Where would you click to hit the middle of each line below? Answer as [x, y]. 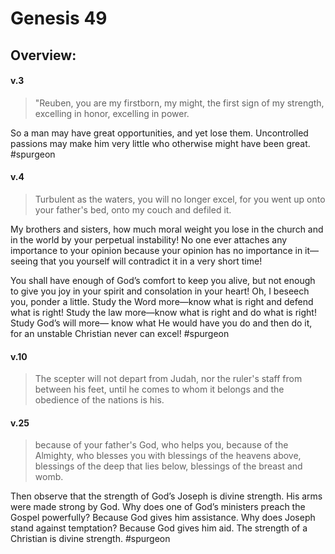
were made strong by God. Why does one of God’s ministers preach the [158, 507]
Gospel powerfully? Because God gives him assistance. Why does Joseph [163, 518]
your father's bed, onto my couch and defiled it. [133, 209]
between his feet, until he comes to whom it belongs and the [159, 389]
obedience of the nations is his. [99, 400]
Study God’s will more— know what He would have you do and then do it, [161, 323]
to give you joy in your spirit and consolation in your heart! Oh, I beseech [160, 291]
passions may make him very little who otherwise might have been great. [160, 143]
